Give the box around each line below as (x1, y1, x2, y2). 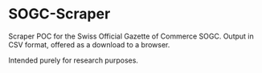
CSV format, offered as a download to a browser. (8, 39, 170, 49)
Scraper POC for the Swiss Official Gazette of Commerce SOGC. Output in (8, 31, 255, 41)
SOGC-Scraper (8, 5, 111, 23)
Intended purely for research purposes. (8, 55, 139, 65)
